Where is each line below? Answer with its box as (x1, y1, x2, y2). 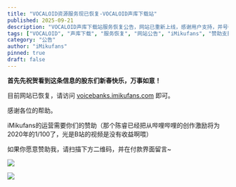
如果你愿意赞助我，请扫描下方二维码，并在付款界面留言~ (7, 145, 172, 153)
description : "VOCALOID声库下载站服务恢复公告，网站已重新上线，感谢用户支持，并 (7, 23, 223, 30)
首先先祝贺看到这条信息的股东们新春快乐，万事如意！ (7, 76, 162, 84)
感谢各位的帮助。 (7, 106, 57, 115)
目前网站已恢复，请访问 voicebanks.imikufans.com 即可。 (7, 91, 174, 99)
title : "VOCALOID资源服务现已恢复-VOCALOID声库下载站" (7, 10, 157, 18)
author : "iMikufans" (7, 43, 68, 50)
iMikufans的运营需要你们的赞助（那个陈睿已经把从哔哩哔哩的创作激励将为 (7, 121, 220, 129)
